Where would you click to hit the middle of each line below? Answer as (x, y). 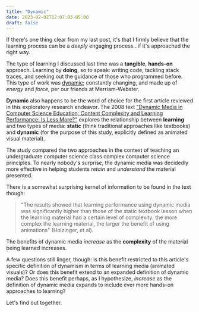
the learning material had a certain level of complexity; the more (99, 217)
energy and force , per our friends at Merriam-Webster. (73, 89)
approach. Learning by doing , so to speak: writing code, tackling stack (93, 70)
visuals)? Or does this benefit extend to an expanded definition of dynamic (97, 272)
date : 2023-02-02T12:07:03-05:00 (48, 17)
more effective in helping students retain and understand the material (91, 169)
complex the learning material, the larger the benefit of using (95, 224)
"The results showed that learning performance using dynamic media (106, 205)
